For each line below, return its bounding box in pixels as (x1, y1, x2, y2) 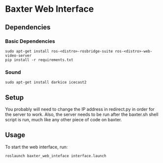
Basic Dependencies (5, 38, 55, 45)
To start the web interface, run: (5, 144, 68, 150)
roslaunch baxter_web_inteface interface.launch (5, 153, 107, 158)
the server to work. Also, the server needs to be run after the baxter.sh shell (5, 111, 159, 117)
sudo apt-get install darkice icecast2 (5, 80, 87, 85)
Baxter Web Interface (5, 3, 94, 15)
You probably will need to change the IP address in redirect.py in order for (5, 106, 155, 112)
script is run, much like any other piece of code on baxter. (5, 116, 122, 122)
